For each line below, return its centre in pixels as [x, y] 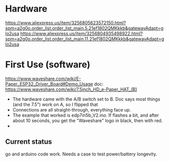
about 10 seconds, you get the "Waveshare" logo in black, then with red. [88, 120]
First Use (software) [48, 65]
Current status [29, 142]
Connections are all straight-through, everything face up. [72, 110]
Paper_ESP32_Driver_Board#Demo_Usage [49, 84]
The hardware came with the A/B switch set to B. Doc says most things [86, 99]
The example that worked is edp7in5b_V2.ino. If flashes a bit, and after [86, 115]
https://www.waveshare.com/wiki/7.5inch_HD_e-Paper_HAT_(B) [71, 89]
